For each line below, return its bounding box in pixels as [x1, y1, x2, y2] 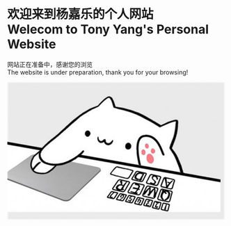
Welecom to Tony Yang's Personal [7, 22, 209, 38]
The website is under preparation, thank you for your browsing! [7, 67, 189, 76]
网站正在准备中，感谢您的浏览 [7, 60, 93, 68]
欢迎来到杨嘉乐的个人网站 [7, 6, 154, 22]
